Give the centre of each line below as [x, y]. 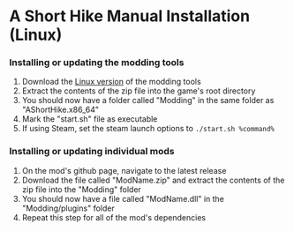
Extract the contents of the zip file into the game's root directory [139, 91]
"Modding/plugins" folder [68, 208]
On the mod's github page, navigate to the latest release [124, 170]
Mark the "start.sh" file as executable [90, 119]
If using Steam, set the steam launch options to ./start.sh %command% [148, 129]
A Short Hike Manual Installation [129, 16]
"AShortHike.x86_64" [60, 110]
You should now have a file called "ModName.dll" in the [123, 198]
